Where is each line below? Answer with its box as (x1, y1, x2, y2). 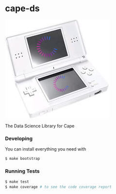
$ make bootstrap (5, 156, 40, 161)
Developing (5, 135, 33, 142)
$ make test (5, 179, 29, 184)
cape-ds (5, 3, 40, 14)
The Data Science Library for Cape (5, 123, 75, 129)
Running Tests (5, 168, 40, 175)
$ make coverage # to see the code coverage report (5, 185, 112, 190)
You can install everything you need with (5, 146, 86, 152)
